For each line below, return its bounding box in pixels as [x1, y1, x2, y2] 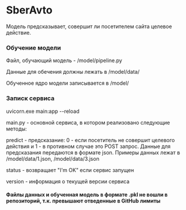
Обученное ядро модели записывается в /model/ [6, 80, 129, 87]
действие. [6, 29, 31, 36]
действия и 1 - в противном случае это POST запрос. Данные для [6, 143, 171, 150]
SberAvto [6, 4, 53, 17]
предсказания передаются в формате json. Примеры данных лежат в [6, 149, 180, 156]
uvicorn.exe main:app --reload [6, 108, 80, 115]
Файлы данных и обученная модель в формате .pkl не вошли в [6, 191, 168, 198]
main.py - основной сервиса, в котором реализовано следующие [6, 119, 170, 126]
